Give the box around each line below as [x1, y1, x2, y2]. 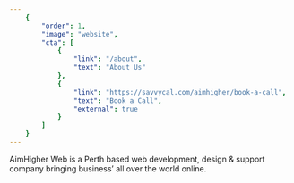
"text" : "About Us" [73, 63, 146, 72]
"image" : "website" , [41, 29, 118, 38]
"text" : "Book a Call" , [73, 96, 163, 105]
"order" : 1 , [41, 21, 87, 30]
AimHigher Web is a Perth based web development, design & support [9, 154, 265, 164]
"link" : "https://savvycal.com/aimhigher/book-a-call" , [73, 87, 287, 96]
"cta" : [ [41, 37, 74, 47]
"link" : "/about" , [73, 54, 143, 63]
